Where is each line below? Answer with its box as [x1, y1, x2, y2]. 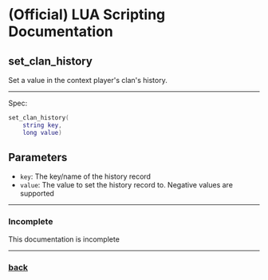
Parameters [8, 151, 68, 164]
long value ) [22, 128, 62, 136]
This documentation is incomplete [8, 234, 120, 244]
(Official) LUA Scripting [8, 6, 166, 24]
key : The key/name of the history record [19, 172, 152, 181]
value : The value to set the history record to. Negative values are [19, 180, 234, 190]
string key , [22, 121, 62, 129]
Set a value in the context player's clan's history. [8, 76, 167, 85]
